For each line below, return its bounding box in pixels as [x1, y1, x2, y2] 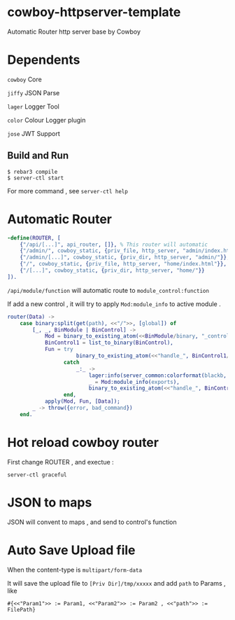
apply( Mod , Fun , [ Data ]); [44, 398, 120, 405]
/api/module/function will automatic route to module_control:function [7, 286, 210, 294]
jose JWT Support [7, 129, 61, 137]
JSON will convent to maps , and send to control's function [7, 518, 177, 526]
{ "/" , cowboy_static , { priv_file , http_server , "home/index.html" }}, [20, 261, 227, 268]
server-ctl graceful [7, 471, 68, 478]
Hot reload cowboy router [7, 434, 159, 450]
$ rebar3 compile [7, 168, 58, 175]
